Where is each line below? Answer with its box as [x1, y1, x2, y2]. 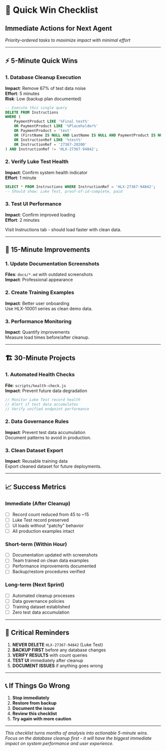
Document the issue [12, 705, 55, 711]
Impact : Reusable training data [5, 458, 68, 464]
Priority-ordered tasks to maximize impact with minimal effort [5, 37, 131, 43]
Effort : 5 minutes [5, 90, 40, 96]
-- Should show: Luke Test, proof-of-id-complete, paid [5, 189, 123, 194]
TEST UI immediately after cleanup [12, 657, 83, 663]
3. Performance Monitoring [5, 318, 72, 325]
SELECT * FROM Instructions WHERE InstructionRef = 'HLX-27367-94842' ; [5, 184, 156, 189]
